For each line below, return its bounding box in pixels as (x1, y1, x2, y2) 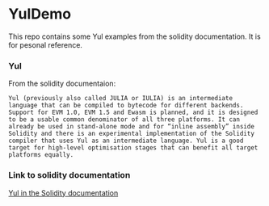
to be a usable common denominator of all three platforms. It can (8, 116, 241, 124)
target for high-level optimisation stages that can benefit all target (8, 144, 258, 152)
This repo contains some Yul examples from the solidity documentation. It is (8, 32, 261, 41)
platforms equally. (8, 151, 74, 159)
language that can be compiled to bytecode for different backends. (8, 102, 244, 110)
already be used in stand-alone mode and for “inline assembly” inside (8, 123, 254, 131)
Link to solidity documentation (8, 170, 131, 181)
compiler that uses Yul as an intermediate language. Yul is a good (8, 137, 244, 145)
